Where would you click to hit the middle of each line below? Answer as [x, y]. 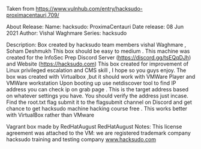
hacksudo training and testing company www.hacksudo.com [81, 139]
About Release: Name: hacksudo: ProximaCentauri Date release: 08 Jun [95, 27]
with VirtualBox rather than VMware [50, 115]
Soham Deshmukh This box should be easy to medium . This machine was [98, 51]
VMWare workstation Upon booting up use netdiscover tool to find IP [91, 83]
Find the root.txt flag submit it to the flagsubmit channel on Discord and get [99, 102]
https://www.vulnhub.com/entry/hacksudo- [89, 9]
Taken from [20, 9]
